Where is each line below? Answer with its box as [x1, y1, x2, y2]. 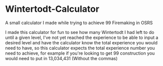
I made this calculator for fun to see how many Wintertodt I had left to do [5, 29, 155, 35]
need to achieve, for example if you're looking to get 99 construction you [5, 50, 155, 56]
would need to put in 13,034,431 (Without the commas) [5, 55, 118, 61]
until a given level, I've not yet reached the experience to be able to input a [5, 34, 159, 40]
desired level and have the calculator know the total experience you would [5, 39, 158, 45]
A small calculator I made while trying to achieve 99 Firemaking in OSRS [5, 20, 153, 26]
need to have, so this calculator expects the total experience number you [5, 45, 156, 51]
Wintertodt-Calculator [5, 3, 100, 15]
